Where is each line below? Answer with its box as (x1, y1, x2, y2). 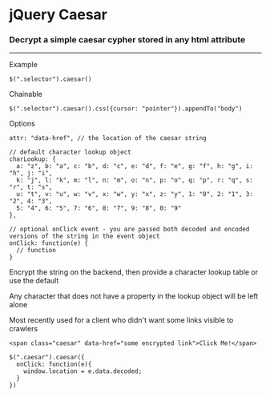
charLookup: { (9, 155, 57, 163)
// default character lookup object (9, 148, 131, 157)
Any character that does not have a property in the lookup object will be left (9, 291, 259, 301)
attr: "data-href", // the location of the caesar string (9, 134, 207, 142)
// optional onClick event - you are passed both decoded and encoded (9, 226, 250, 234)
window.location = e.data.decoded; (23, 367, 143, 375)
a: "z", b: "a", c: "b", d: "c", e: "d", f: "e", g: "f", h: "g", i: (16, 162, 253, 170)
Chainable (9, 90, 43, 99)
